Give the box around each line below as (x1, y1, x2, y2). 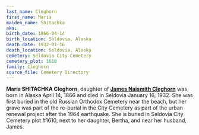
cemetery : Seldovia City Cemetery (6, 53, 92, 59)
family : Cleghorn (6, 63, 49, 70)
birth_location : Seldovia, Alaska (6, 36, 92, 42)
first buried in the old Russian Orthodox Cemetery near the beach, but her (6, 98, 187, 105)
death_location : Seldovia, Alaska (6, 47, 92, 53)
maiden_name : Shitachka (6, 20, 65, 25)
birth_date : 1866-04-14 (6, 31, 65, 37)
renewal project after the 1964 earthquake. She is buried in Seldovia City (6, 111, 184, 118)
